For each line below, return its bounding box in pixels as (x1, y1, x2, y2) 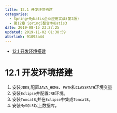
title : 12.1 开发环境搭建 (5, 7, 53, 12)
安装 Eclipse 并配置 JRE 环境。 (12, 90, 68, 96)
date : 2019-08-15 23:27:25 (5, 25, 59, 30)
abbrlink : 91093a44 (5, 35, 44, 39)
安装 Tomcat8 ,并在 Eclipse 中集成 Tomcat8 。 (12, 96, 93, 102)
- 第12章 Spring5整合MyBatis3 (9, 20, 68, 26)
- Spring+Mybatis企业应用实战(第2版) (9, 16, 80, 21)
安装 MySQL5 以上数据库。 (12, 102, 59, 108)
